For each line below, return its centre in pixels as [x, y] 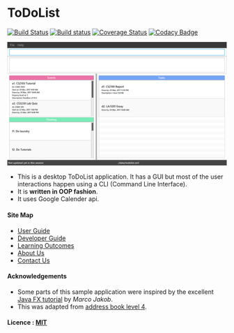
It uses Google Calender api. [58, 199]
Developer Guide [41, 238]
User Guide [33, 230]
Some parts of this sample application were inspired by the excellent [115, 292]
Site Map [20, 215]
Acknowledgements [37, 276]
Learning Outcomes [46, 245]
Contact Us [33, 260]
